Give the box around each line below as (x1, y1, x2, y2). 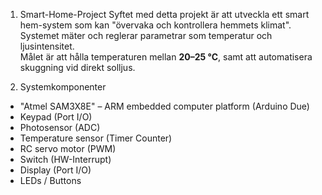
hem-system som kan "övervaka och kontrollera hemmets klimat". (19, 19, 292, 31)
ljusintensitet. (19, 40, 75, 52)
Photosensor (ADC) (19, 122, 101, 133)
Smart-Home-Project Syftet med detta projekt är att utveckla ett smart (19, 9, 310, 20)
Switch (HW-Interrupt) (19, 154, 112, 165)
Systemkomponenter (19, 81, 107, 93)
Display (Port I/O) (19, 164, 92, 176)
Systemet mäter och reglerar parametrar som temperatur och (19, 30, 273, 41)
